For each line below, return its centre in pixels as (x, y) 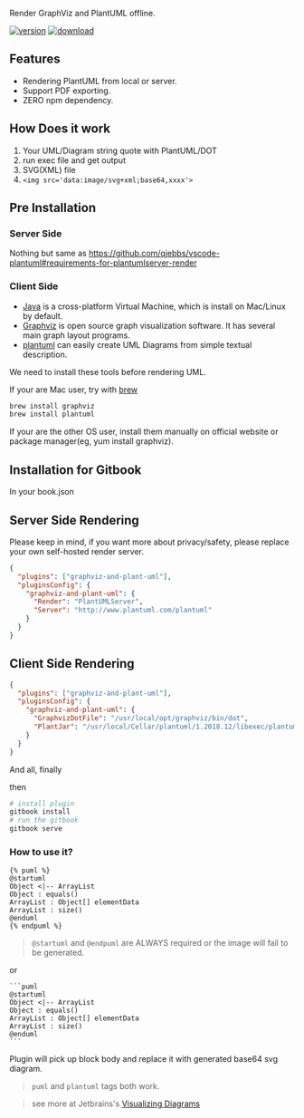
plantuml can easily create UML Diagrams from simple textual (137, 344)
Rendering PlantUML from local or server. (100, 81)
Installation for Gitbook (76, 470)
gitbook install (40, 812)
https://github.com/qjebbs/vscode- (154, 254)
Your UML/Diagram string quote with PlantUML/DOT (119, 150)
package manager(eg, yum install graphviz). (91, 441)
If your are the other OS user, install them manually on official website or (144, 432)
